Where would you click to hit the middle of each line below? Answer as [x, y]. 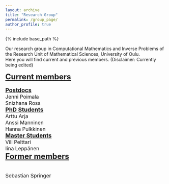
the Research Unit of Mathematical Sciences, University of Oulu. [73, 54]
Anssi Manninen [25, 123]
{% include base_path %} [32, 39]
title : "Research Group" [32, 15]
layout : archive [22, 10]
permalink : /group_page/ [32, 19]
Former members [37, 156]
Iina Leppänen [22, 149]
